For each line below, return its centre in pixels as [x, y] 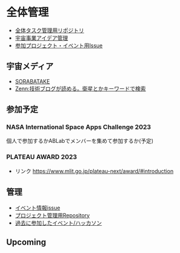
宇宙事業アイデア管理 [41, 38]
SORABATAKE [32, 81]
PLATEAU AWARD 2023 [42, 157]
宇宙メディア [30, 66]
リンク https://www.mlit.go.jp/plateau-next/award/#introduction [94, 171]
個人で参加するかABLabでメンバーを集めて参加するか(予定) [80, 141]
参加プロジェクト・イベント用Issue [59, 45]
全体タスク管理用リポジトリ [50, 30]
